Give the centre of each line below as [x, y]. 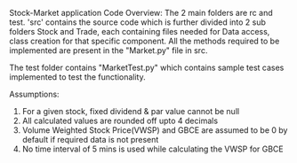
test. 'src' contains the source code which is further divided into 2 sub [138, 22]
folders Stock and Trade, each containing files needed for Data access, [140, 31]
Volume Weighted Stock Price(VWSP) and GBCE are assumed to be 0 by [155, 130]
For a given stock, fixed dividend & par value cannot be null [131, 111]
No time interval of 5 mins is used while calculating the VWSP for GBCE [153, 149]
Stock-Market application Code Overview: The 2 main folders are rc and [141, 13]
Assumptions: [34, 94]
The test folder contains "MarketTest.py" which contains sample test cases [147, 67]
